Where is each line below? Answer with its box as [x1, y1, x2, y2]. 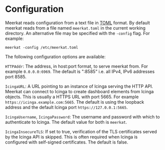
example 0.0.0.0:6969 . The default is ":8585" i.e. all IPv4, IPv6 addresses [5, 68, 155, 75]
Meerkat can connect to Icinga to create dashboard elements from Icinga [5, 88, 154, 94]
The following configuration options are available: [5, 53, 106, 60]
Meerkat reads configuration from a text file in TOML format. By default [5, 20, 150, 26]
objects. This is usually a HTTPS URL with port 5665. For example [5, 94, 139, 100]
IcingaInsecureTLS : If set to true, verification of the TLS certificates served [5, 128, 157, 134]
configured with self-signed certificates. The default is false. [5, 139, 128, 145]
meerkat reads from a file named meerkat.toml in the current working [5, 25, 146, 31]
